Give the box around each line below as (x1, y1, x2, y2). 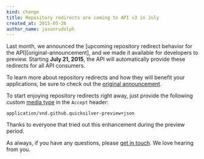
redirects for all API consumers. (6, 62, 85, 69)
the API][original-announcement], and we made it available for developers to (6, 49, 199, 57)
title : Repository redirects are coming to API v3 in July (6, 15, 160, 21)
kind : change (6, 9, 40, 15)
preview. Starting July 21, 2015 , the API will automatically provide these (6, 55, 186, 63)
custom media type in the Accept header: (6, 99, 109, 106)
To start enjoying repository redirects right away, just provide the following (6, 92, 193, 99)
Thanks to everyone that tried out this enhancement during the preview (6, 121, 185, 129)
